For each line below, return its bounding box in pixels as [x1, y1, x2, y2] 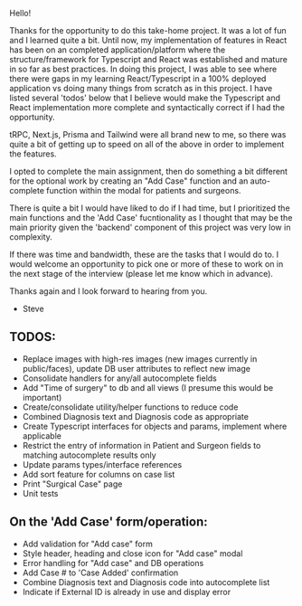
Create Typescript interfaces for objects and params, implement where [22, 421, 288, 431]
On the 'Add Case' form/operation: [9, 515, 208, 530]
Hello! [9, 8, 32, 18]
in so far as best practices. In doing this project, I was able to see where [9, 63, 278, 74]
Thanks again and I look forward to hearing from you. [9, 286, 208, 297]
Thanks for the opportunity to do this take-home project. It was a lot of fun [9, 25, 287, 35]
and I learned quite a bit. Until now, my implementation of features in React [9, 35, 288, 45]
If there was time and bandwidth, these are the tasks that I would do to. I [9, 249, 279, 260]
